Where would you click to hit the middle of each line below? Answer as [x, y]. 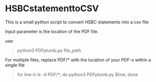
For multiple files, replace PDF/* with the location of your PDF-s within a [78, 60]
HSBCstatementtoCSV [52, 9]
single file [15, 65]
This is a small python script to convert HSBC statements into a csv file [77, 22]
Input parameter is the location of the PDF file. [52, 31]
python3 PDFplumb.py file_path [49, 50]
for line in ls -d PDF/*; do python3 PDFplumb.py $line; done [78, 74]
